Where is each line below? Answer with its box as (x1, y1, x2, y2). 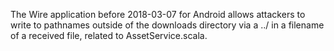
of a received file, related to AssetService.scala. (10, 30, 208, 41)
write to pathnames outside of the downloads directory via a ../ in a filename (10, 19, 325, 31)
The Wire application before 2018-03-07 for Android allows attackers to (10, 9, 306, 20)
